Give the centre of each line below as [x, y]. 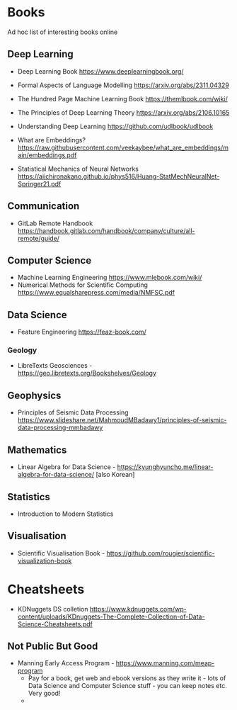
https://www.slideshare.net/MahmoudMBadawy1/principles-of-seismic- [122, 420]
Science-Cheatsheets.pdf [55, 624]
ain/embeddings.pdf [47, 155]
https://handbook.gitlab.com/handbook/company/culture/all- [106, 230]
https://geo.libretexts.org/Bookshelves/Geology [87, 373]
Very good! [44, 693]
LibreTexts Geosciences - [55, 366]
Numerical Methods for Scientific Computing [83, 285]
